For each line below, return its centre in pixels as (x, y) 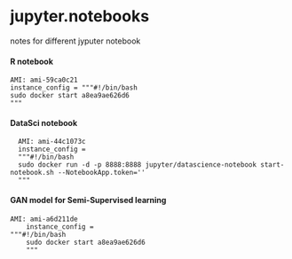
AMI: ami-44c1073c (52, 142)
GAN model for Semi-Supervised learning (88, 200)
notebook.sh (32, 173)
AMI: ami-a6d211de (44, 219)
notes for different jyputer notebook (75, 41)
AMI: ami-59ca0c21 (44, 80)
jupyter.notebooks (80, 16)
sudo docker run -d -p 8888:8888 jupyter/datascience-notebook (137, 165)
